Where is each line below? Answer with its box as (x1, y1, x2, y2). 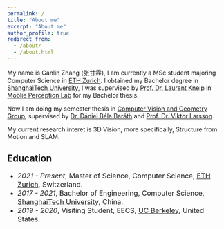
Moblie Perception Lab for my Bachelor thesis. (7, 91, 140, 99)
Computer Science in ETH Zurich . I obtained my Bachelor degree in (7, 76, 199, 84)
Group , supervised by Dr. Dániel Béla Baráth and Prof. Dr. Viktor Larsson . (7, 111, 214, 120)
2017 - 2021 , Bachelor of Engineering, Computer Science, (17, 188, 205, 198)
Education (7, 153, 53, 165)
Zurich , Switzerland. (17, 179, 83, 189)
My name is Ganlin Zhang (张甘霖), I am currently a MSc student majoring (7, 68, 216, 77)
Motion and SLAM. (7, 132, 60, 140)
